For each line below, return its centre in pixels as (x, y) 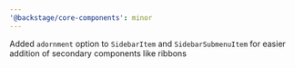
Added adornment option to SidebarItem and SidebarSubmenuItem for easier (148, 44)
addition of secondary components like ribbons (98, 53)
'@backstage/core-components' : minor (81, 18)
